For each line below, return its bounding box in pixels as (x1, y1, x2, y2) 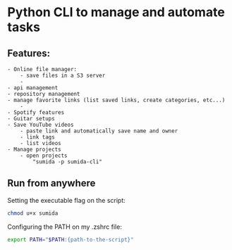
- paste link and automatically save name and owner (20, 127, 178, 135)
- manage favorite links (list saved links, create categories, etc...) (7, 96, 226, 104)
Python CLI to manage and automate (7, 4, 226, 20)
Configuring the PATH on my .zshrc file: (7, 223, 122, 231)
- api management (7, 85, 59, 92)
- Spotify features (7, 109, 65, 116)
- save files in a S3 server (20, 72, 106, 79)
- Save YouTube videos (7, 121, 74, 128)
